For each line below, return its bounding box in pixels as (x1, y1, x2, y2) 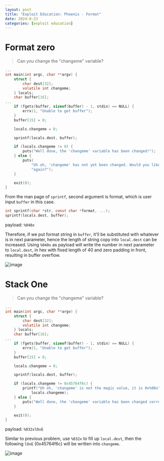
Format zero (5, 42, 55, 53)
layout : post (5, 7, 32, 12)
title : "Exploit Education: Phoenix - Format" (5, 12, 102, 17)
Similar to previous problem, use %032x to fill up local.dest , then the (5, 436, 142, 441)
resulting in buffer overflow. (5, 252, 61, 258)
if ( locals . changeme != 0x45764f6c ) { (14, 381, 93, 386)
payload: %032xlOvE (5, 426, 44, 432)
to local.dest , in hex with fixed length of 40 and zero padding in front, (5, 247, 147, 253)
